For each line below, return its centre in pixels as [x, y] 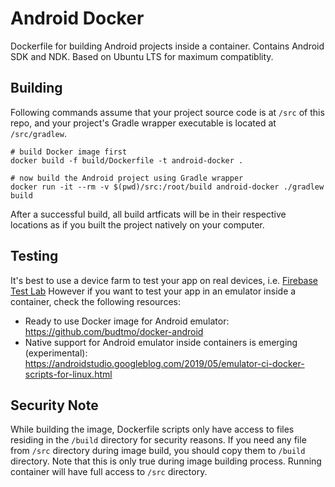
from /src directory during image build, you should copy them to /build [158, 451]
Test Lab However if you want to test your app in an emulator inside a [153, 291]
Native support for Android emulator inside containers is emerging [161, 342]
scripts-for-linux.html [68, 374]
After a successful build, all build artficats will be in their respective [148, 214]
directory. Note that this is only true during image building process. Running [166, 461]
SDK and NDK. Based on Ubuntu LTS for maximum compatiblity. [142, 56]
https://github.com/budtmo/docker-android [114, 331]
